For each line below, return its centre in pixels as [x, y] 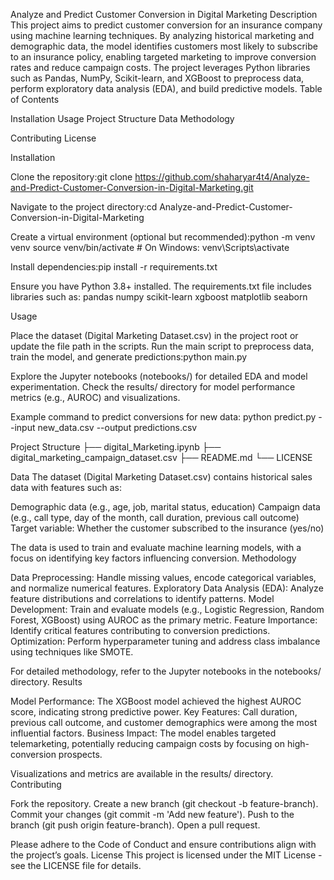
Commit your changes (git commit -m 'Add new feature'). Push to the [152, 814]
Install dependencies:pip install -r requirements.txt [114, 267]
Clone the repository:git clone [71, 177]
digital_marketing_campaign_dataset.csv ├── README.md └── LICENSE [161, 457]
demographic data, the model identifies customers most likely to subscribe [164, 46]
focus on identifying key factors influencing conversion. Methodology [153, 558]
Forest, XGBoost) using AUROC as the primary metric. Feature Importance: [164, 620]
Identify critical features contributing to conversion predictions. [140, 630]
